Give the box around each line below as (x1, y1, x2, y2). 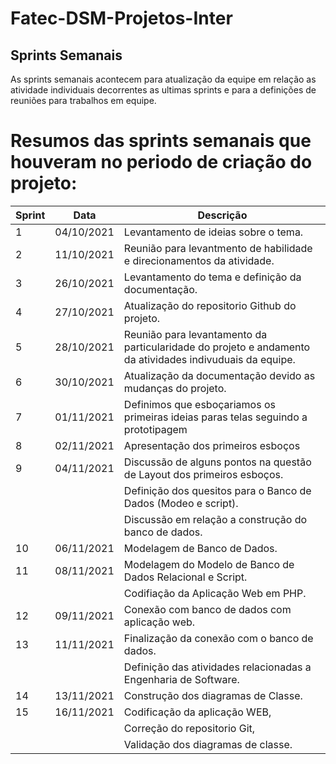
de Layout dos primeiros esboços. (123, 467, 284, 481)
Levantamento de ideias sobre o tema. (123, 225, 304, 239)
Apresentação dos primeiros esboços (123, 438, 301, 452)
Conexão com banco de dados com (123, 602, 292, 616)
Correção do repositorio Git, (123, 721, 256, 735)
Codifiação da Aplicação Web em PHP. (123, 586, 307, 600)
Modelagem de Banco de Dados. (123, 541, 278, 555)
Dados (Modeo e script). (123, 496, 239, 510)
